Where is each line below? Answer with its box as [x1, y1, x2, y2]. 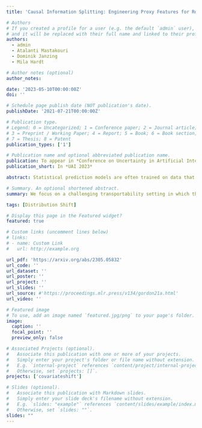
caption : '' [11, 323, 42, 330]
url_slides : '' [6, 285, 44, 291]
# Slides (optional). [6, 385, 61, 391]
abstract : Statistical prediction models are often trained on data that [6, 175, 195, 181]
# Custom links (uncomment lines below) [6, 229, 109, 235]
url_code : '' [6, 262, 39, 268]
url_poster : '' [6, 273, 44, 280]
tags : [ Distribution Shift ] [6, 202, 77, 208]
